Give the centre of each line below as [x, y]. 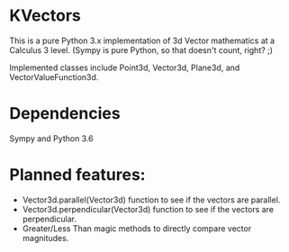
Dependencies [65, 114]
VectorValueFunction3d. [54, 76]
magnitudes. [45, 238]
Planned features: [77, 175]
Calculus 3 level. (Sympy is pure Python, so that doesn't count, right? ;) [141, 49]
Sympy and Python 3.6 [52, 138]
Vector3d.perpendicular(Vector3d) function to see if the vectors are [148, 209]
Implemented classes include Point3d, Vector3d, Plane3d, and [125, 67]
